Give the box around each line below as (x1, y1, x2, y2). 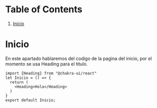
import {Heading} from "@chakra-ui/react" (5, 71, 97, 76)
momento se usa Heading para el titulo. (5, 60, 88, 67)
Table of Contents (5, 4, 83, 15)
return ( (10, 79, 29, 85)
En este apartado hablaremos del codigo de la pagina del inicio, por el (5, 55, 152, 61)
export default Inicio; (5, 97, 56, 103)
